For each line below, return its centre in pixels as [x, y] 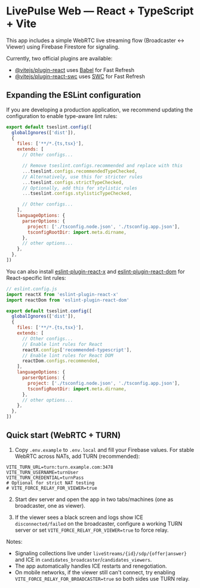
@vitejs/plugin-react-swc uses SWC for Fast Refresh [80, 76]
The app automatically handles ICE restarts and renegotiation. [91, 566]
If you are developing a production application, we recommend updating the [99, 110]
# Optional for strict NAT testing [50, 483]
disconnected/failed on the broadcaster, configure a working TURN [99, 523]
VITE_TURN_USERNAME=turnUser [42, 472]
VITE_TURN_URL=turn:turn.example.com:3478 [60, 467]
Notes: [14, 541]
